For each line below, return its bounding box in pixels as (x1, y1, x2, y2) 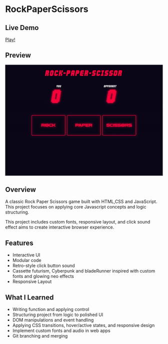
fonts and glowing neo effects (12, 273, 74, 279)
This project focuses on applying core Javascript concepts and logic (5, 204, 146, 210)
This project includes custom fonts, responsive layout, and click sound (5, 219, 150, 225)
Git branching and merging (12, 332, 68, 338)
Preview (5, 51, 31, 59)
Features (5, 238, 33, 247)
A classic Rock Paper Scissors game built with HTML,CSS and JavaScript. (5, 198, 157, 204)
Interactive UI (12, 252, 40, 258)
